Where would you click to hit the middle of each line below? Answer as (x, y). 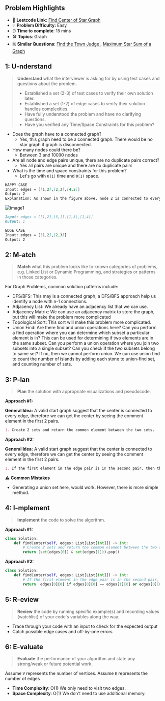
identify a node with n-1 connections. (50, 302)
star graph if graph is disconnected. (56, 144)
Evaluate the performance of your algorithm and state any (76, 659)
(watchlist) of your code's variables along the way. (68, 616)
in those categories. (37, 277)
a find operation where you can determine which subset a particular (81, 333)
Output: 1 (15, 221)
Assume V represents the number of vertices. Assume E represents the (77, 673)
